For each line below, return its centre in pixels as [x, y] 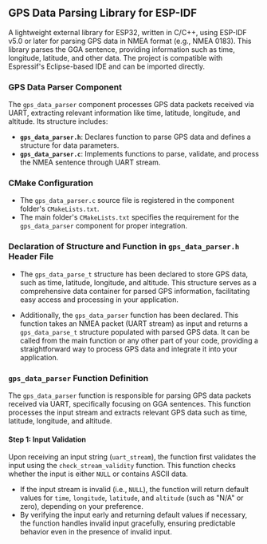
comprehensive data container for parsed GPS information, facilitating [135, 291]
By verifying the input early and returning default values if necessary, [133, 515]
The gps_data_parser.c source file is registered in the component [127, 201]
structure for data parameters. [69, 145]
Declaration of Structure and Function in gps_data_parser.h [124, 247]
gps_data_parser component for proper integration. [103, 226]
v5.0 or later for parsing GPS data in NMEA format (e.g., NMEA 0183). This [130, 41]
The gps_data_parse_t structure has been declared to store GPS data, [134, 274]
